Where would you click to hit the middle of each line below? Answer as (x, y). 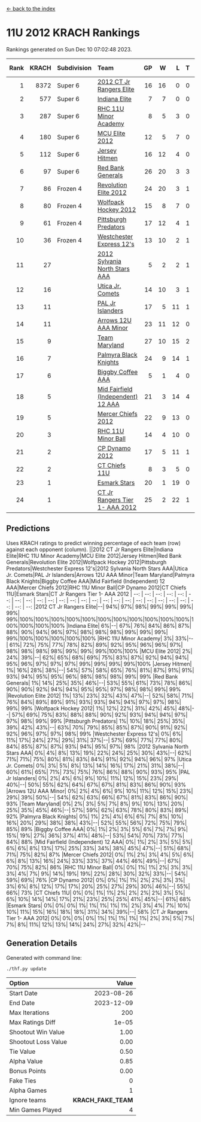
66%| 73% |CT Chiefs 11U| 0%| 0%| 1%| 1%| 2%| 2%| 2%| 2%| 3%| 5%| (96, 893)
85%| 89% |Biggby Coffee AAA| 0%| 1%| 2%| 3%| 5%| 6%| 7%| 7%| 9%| (97, 829)
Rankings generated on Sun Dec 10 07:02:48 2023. (69, 49)
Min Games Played (35, 1109)
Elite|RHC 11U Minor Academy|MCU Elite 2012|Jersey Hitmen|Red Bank (94, 555)
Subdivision (74, 68)
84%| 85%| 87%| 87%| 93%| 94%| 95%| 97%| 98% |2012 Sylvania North (97, 746)
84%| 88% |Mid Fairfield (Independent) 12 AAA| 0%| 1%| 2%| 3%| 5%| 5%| (99, 842)
